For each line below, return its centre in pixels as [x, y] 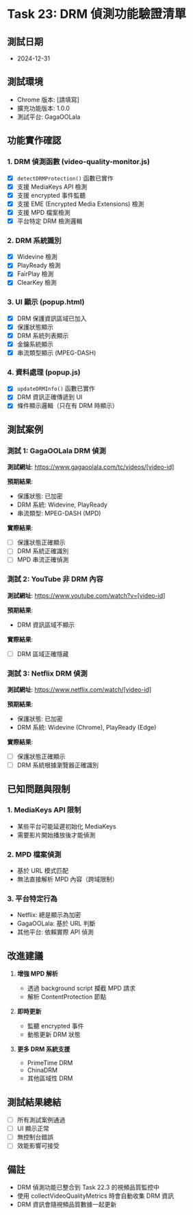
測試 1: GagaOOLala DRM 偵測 [56, 450]
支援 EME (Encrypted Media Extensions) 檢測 [80, 204]
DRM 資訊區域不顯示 [46, 625]
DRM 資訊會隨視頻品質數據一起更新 [67, 1205]
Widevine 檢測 [37, 257]
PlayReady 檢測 [39, 266]
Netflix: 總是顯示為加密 [49, 915]
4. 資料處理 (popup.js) [44, 372]
